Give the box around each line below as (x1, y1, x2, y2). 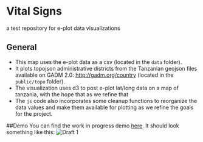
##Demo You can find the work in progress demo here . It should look (6, 122, 179, 129)
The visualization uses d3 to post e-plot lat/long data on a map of (15, 84, 179, 91)
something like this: (6, 128, 55, 135)
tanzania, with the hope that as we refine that (15, 90, 129, 98)
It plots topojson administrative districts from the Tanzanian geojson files (15, 65, 198, 72)
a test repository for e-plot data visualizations (6, 24, 120, 32)
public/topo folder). (15, 77, 66, 85)
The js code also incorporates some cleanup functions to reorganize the (15, 97, 198, 104)
